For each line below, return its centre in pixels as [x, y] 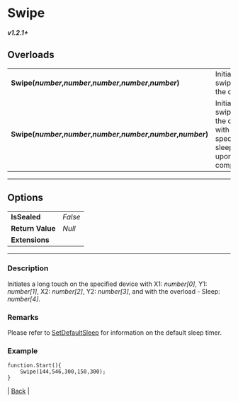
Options [25, 198]
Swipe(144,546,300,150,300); [63, 372]
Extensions [30, 240]
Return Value [33, 228]
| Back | [18, 391]
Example [23, 351]
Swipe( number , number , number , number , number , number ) [110, 134]
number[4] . [24, 299]
